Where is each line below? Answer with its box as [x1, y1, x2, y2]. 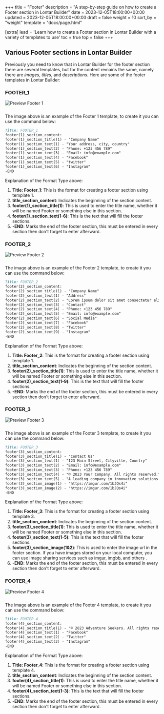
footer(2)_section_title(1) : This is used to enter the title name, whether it [12, 368, 159, 374]
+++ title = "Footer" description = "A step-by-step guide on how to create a [5, 4, 157, 10]
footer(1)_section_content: [5, 132, 62, 137]
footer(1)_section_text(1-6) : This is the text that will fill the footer [12, 213, 143, 219]
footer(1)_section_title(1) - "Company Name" [5, 137, 99, 142]
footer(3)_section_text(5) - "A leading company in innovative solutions [5, 476, 159, 481]
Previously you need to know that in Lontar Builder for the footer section [5, 61, 150, 67]
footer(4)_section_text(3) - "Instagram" [5, 639, 91, 644]
